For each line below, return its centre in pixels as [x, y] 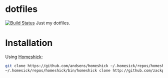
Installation [29, 43]
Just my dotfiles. [53, 23]
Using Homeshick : [24, 57]
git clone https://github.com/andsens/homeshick [57, 66]
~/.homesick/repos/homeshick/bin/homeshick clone [58, 71]
